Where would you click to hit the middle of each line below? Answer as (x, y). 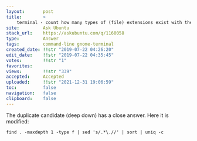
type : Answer (33, 39)
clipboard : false (31, 98)
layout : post (30, 11)
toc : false (31, 88)
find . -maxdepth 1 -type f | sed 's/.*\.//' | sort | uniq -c (85, 132)
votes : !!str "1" (36, 60)
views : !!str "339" (39, 71)
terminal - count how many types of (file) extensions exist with (99, 22)
